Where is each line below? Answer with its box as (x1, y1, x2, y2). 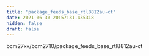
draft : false (6, 26, 40, 32)
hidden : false (6, 20, 43, 26)
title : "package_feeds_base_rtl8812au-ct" (6, 9, 116, 15)
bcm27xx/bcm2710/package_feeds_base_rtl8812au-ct (6, 43, 143, 50)
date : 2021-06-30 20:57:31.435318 (6, 15, 95, 21)
